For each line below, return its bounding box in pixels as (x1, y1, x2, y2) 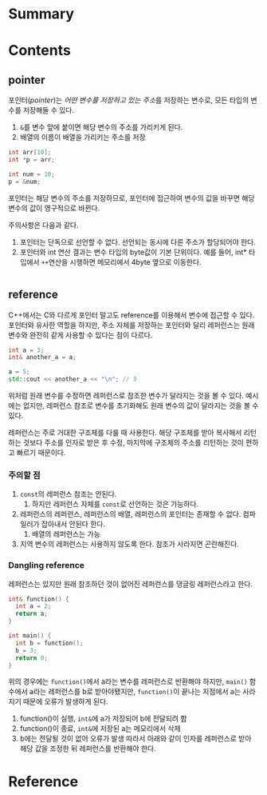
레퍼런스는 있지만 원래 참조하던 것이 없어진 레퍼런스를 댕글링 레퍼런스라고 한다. (8, 579, 253, 589)
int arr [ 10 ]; (8, 149, 52, 157)
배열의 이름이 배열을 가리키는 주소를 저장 (19, 133, 146, 142)
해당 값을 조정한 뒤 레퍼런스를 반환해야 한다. (19, 744, 157, 753)
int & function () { (8, 595, 69, 603)
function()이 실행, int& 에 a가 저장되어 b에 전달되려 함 (19, 713, 187, 724)
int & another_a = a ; (8, 354, 77, 362)
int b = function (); (15, 639, 84, 647)
